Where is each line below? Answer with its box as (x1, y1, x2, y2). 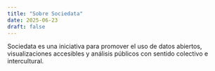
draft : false (7, 23, 46, 30)
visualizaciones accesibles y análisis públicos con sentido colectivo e (7, 49, 209, 58)
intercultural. (7, 57, 44, 65)
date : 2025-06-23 (7, 17, 58, 24)
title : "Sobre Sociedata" (7, 10, 83, 17)
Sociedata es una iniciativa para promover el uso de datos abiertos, (7, 42, 202, 51)
